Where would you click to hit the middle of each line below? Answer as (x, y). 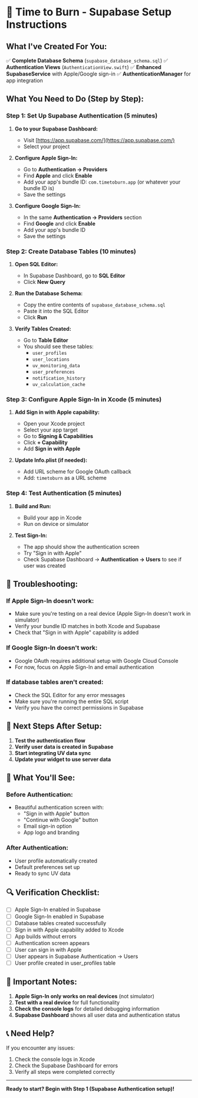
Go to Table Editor (46, 340)
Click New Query (44, 282)
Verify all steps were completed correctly (65, 1071)
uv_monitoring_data (56, 365)
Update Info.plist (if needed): (51, 460)
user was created (44, 566)
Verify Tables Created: (43, 329)
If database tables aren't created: (55, 682)
